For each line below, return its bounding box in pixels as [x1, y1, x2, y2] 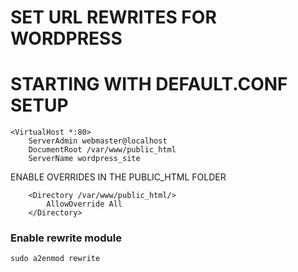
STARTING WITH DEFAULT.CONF [10, 73, 288, 96]
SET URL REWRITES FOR [10, 6, 217, 29]
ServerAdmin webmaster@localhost [28, 136, 168, 146]
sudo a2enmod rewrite [10, 254, 101, 264]
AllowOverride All [46, 199, 123, 210]
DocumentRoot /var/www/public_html [28, 145, 177, 155]
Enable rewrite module [10, 231, 122, 245]
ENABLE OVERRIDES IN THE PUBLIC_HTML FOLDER [10, 171, 227, 183]
